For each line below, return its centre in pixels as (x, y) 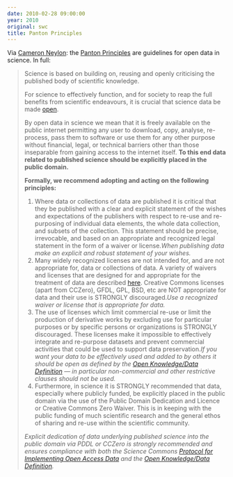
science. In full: (29, 60)
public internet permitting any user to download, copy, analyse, (115, 130)
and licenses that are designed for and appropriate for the (118, 275)
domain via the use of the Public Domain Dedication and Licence (127, 401)
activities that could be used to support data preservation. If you (126, 349)
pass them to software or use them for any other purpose (133, 138)
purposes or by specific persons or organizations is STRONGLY (126, 327)
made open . (41, 109)
